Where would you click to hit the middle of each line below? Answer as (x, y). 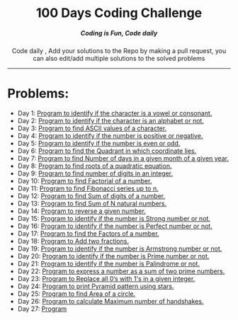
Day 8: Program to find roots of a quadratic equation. (95, 166)
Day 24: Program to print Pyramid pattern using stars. (96, 286)
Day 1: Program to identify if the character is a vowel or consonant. (115, 113)
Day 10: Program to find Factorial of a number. (85, 181)
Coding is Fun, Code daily (119, 33)
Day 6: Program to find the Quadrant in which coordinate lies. (107, 151)
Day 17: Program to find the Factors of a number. (88, 234)
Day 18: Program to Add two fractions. (73, 241)
